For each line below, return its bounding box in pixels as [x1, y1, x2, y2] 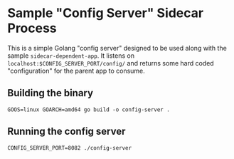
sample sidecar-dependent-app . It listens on [7, 51, 135, 60]
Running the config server [7, 125, 126, 138]
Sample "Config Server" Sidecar [7, 5, 204, 21]
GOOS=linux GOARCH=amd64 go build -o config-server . [7, 106, 171, 113]
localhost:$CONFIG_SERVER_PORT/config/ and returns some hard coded [7, 58, 215, 67]
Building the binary [7, 87, 94, 99]
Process [7, 20, 57, 36]
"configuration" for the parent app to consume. [7, 66, 146, 75]
